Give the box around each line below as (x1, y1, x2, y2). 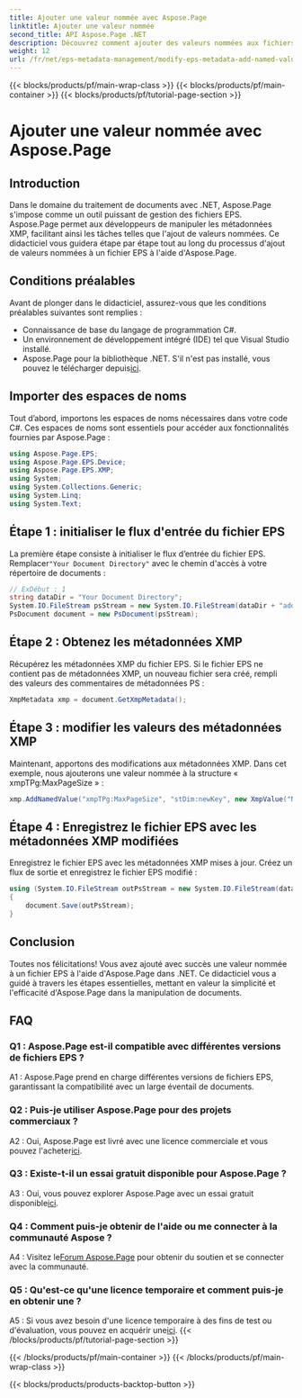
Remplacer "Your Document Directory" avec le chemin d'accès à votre (9, 557, 268, 568)
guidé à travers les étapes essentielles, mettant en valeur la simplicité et (9, 978, 276, 988)
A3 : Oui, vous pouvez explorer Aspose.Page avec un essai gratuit (9, 1187, 254, 1198)
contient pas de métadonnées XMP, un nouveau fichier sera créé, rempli (9, 668, 278, 679)
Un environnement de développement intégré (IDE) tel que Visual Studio (22, 334, 289, 345)
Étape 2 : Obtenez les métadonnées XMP (9, 635, 243, 650)
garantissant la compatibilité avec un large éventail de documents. (9, 1081, 254, 1092)
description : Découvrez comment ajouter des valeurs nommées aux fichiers (9, 38, 296, 48)
